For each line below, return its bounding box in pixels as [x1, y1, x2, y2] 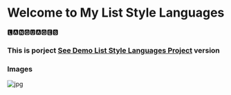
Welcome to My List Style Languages [7, 5, 225, 21]
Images [7, 64, 33, 74]
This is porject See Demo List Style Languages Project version [7, 45, 220, 55]
